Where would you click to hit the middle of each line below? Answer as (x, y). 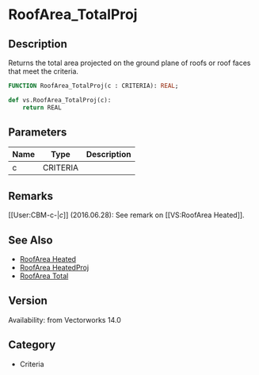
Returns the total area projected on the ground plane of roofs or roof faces (129, 63)
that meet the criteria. (44, 71)
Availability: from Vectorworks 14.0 (65, 320)
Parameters (38, 132)
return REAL (42, 107)
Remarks (31, 196)
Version (28, 301)
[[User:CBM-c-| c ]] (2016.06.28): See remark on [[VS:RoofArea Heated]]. (126, 215)
